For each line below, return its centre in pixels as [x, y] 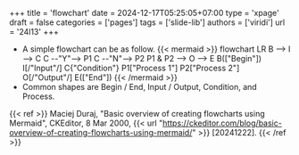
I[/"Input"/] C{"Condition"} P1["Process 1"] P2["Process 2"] [131, 68]
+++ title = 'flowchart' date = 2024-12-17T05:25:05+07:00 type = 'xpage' [144, 13]
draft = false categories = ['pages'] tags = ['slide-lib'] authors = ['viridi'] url [147, 22]
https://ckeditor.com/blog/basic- [222, 123]
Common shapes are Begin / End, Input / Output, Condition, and [139, 87]
